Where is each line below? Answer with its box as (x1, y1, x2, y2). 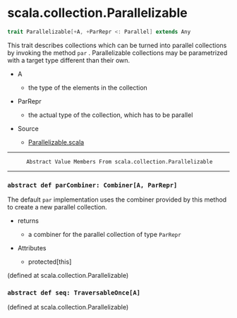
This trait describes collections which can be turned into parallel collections (7, 41, 227, 49)
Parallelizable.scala (28, 137, 85, 146)
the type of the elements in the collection (28, 83, 148, 92)
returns (17, 216, 39, 225)
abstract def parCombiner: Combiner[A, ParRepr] (7, 181, 178, 189)
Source (17, 124, 39, 133)
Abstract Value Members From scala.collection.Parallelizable (25, 158, 213, 165)
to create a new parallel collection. (7, 203, 107, 212)
